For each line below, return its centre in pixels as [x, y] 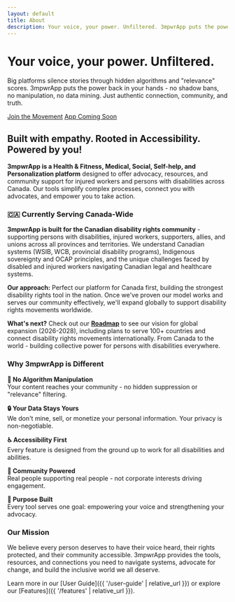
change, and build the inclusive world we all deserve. [84, 570]
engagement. [26, 485]
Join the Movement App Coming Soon [62, 117]
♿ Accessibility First [37, 440]
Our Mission [28, 532]
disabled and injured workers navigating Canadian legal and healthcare [109, 267]
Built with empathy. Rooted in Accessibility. [104, 138]
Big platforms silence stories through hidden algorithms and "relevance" [111, 80]
